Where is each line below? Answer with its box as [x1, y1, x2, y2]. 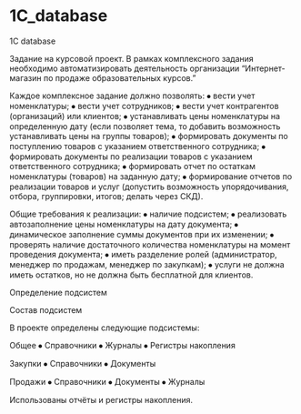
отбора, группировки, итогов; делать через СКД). [9, 190, 204, 201]
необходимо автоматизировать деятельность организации [9, 63, 240, 74]
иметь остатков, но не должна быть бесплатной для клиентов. [9, 269, 254, 280]
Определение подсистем [9, 287, 107, 298]
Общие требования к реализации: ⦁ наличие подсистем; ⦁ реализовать [9, 208, 287, 219]
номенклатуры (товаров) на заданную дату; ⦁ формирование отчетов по [9, 170, 293, 182]
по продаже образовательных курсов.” [43, 72, 196, 83]
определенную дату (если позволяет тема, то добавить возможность [9, 120, 281, 132]
